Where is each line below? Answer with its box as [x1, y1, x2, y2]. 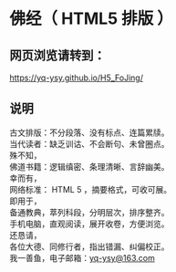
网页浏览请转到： [9, 47, 106, 63]
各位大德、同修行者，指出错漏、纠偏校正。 [9, 241, 170, 252]
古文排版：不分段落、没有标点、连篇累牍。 [9, 127, 170, 138]
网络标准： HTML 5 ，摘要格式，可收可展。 [9, 183, 172, 194]
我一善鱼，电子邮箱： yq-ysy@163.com [9, 252, 155, 263]
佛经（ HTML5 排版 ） [9, 8, 173, 29]
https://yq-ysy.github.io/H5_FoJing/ [9, 72, 144, 83]
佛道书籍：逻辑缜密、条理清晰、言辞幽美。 [9, 161, 170, 172]
